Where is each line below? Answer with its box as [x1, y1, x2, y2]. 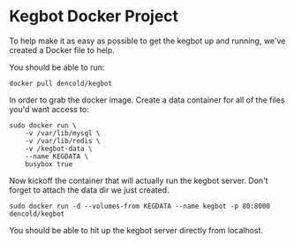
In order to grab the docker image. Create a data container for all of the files [9, 95, 285, 105]
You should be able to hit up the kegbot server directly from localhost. [9, 225, 263, 235]
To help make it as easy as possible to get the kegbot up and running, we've [9, 35, 286, 46]
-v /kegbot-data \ [25, 144, 93, 153]
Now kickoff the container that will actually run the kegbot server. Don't [9, 175, 268, 186]
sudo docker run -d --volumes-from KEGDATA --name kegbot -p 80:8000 [9, 202, 271, 210]
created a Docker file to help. [9, 44, 115, 55]
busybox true [25, 159, 73, 169]
